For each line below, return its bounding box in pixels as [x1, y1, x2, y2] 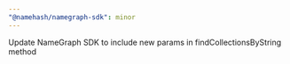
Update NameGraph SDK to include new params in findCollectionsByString [8, 37, 282, 47]
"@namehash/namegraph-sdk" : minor [8, 12, 137, 22]
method [8, 46, 37, 57]
